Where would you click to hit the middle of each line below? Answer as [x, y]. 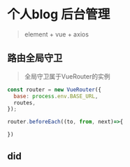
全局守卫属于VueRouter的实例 [67, 76]
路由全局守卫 [35, 58]
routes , [25, 102]
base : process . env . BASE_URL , [56, 96]
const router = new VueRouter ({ [54, 89]
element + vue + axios [57, 34]
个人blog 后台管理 [59, 14]
